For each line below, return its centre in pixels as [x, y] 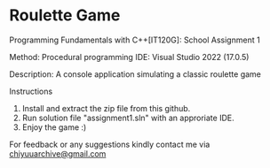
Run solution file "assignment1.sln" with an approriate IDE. [128, 118]
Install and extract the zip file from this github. [106, 108]
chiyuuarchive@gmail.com [58, 153]
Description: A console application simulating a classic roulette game [135, 74]
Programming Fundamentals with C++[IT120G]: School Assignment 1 [135, 40]
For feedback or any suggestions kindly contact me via [110, 144]
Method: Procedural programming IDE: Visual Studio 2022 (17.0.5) [129, 57]
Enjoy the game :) [54, 127]
